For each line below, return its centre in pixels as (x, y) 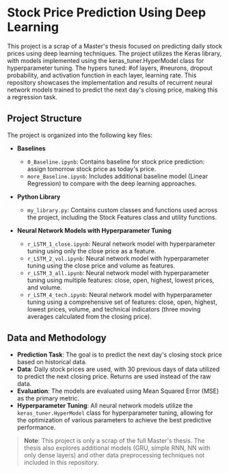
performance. (36, 427)
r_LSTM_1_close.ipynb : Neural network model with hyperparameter (121, 244)
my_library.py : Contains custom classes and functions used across (122, 209)
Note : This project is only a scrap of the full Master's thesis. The (114, 440)
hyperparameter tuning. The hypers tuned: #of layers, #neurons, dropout (110, 68)
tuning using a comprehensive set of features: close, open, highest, (122, 302)
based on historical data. (52, 361)
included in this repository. (61, 462)
